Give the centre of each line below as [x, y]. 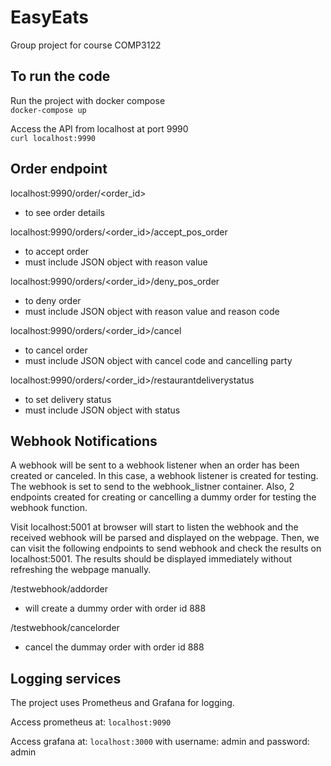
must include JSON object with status [102, 410]
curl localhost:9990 [53, 138]
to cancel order [56, 350]
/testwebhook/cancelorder [65, 628]
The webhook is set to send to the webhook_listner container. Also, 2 [152, 487]
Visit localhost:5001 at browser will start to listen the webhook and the [154, 527]
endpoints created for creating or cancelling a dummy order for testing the [163, 497]
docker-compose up [48, 110]
